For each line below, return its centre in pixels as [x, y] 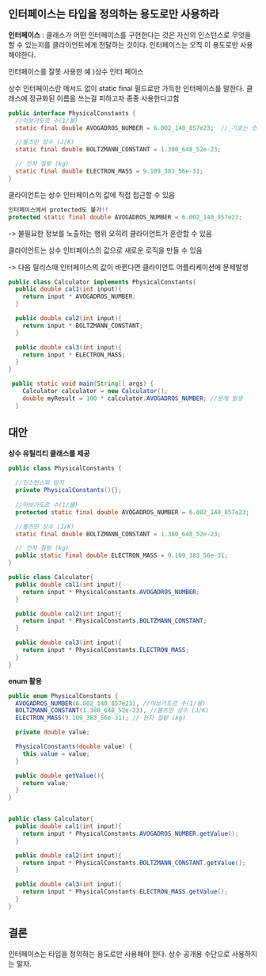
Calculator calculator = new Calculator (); [95, 391]
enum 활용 [25, 681]
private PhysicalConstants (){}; [69, 490]
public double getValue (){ [60, 776]
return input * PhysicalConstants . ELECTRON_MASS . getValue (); [125, 892]
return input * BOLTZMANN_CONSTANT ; [83, 326]
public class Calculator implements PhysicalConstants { [102, 282]
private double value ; [53, 732]
